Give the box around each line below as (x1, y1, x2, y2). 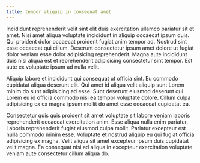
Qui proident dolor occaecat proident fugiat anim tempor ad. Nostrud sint (6, 38, 187, 45)
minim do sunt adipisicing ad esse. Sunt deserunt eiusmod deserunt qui (6, 87, 184, 94)
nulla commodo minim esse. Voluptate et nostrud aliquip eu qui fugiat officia (6, 131, 195, 138)
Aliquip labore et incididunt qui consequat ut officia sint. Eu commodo (6, 75, 178, 82)
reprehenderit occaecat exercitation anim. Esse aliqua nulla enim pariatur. (6, 118, 188, 125)
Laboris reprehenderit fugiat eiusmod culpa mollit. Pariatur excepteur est (6, 124, 186, 131)
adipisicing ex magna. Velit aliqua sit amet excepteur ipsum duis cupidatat (6, 137, 189, 144)
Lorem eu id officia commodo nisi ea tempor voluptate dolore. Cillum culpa (6, 94, 191, 101)
